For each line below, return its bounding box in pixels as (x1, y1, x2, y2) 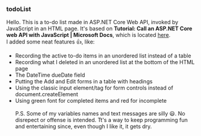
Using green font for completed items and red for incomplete (15, 97, 167, 105)
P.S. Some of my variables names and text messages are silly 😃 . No (15, 110, 186, 117)
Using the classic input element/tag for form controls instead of (15, 84, 174, 92)
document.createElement (15, 91, 79, 98)
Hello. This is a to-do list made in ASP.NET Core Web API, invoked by (6, 19, 179, 26)
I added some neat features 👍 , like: (6, 38, 95, 45)
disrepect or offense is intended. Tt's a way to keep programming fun (15, 117, 188, 124)
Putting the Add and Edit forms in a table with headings (15, 78, 153, 85)
